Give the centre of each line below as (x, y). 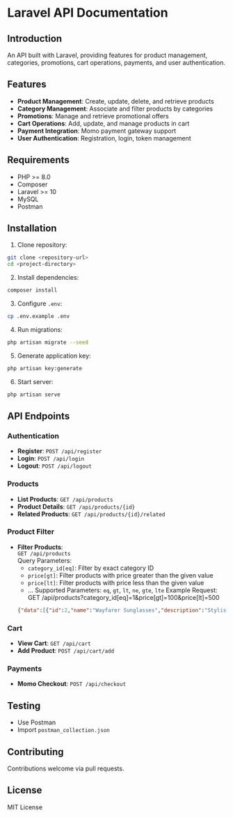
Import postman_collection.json (63, 730)
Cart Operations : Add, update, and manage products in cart (103, 123)
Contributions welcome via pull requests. (66, 768)
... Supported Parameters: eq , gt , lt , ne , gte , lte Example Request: (122, 590)
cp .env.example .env (39, 317)
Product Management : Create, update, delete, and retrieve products (115, 101)
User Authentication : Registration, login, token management (104, 138)
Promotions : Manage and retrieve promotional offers (93, 116)
